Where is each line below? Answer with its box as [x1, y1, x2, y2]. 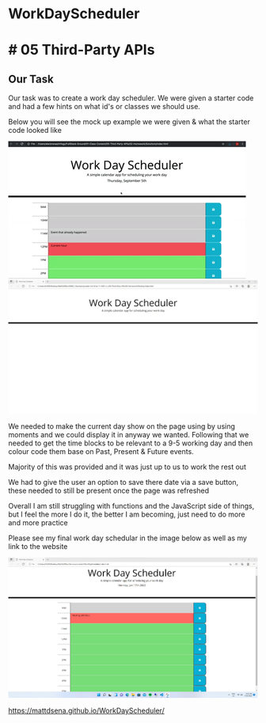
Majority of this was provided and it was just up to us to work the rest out [8, 462, 247, 471]
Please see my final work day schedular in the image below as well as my [8, 533, 248, 543]
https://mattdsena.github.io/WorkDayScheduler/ [8, 706, 165, 716]
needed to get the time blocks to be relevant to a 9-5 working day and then [8, 438, 253, 448]
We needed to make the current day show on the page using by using [8, 422, 236, 431]
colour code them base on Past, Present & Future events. [8, 447, 194, 456]
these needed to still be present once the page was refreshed [8, 486, 210, 495]
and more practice [8, 518, 69, 528]
